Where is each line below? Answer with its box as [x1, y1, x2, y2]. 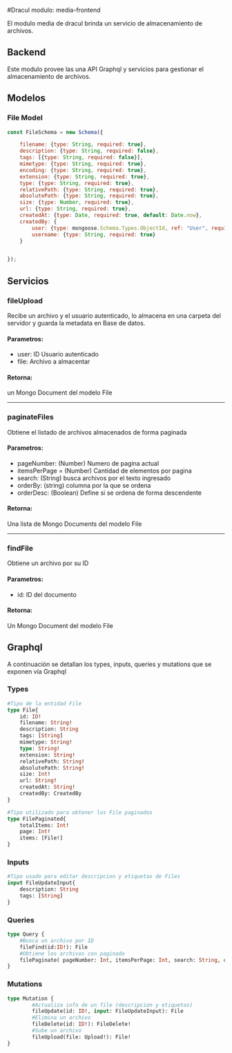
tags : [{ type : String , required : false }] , [19, 154, 144, 161]
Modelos [7, 93, 46, 104]
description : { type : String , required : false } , [19, 148, 159, 155]
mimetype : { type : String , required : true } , [19, 160, 147, 167]
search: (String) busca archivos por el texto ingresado [17, 473, 171, 482]
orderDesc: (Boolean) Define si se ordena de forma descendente [17, 488, 202, 497]
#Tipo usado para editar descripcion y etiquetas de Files [7, 873, 181, 880]
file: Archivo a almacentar [17, 357, 90, 366]
